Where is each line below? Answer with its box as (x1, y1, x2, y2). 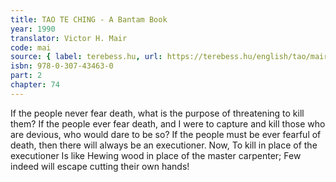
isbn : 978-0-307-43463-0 (10, 61, 114, 71)
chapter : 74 (10, 80, 60, 90)
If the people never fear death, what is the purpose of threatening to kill (10, 107, 305, 119)
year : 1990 (10, 24, 56, 34)
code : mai (10, 42, 52, 53)
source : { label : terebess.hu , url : (10, 52, 163, 62)
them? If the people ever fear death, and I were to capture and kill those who (10, 117, 326, 130)
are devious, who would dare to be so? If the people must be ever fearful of (10, 128, 322, 140)
